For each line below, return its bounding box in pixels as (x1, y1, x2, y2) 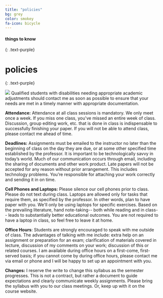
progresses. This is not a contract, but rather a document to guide (5, 273, 138, 279)
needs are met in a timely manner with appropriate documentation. (5, 101, 139, 107)
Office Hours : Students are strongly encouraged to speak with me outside (5, 227, 155, 233)
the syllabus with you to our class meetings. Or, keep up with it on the (5, 283, 145, 289)
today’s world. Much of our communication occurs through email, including (5, 156, 156, 162)
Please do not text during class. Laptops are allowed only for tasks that (5, 191, 148, 197)
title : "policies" (5, 7, 42, 12)
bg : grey (5, 12, 23, 17)
